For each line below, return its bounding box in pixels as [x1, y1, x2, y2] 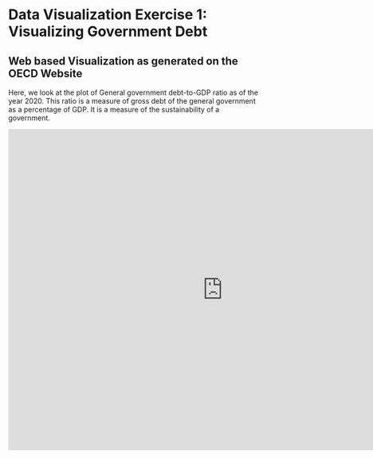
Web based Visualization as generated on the [8, 54, 239, 68]
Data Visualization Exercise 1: [8, 6, 207, 24]
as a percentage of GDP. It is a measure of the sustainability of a [8, 105, 220, 114]
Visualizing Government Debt [8, 22, 208, 41]
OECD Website [8, 66, 83, 80]
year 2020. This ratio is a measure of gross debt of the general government [8, 96, 257, 105]
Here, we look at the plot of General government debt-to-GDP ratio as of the [8, 88, 259, 97]
